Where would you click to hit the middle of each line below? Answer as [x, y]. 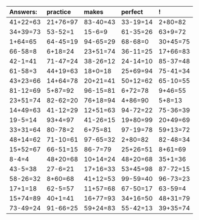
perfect [132, 12]
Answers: [23, 12]
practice [59, 12]
